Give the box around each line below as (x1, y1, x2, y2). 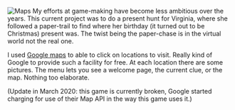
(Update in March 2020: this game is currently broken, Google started (7, 87, 212, 95)
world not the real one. (7, 37, 74, 45)
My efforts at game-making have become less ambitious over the (32, 7, 224, 15)
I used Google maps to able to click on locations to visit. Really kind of (7, 50, 213, 59)
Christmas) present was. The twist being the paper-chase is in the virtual (7, 29, 221, 38)
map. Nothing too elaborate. (7, 73, 90, 82)
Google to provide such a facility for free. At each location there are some (7, 58, 223, 67)
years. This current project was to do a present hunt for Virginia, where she (7, 14, 228, 23)
